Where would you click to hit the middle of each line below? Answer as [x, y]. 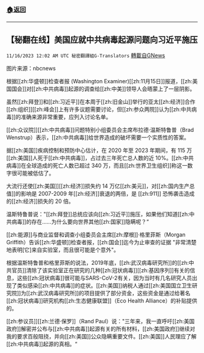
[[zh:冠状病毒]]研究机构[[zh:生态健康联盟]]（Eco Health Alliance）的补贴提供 [102, 301]
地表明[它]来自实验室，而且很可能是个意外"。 [63, 250]
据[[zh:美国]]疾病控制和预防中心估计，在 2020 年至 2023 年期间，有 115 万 [99, 151]
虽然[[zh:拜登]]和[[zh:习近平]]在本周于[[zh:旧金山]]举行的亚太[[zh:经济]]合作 [101, 102]
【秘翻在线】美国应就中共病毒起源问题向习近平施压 [102, 40]
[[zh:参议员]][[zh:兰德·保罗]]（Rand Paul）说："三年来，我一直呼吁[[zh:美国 [100, 321]
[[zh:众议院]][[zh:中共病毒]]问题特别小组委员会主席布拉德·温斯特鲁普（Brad [100, 130]
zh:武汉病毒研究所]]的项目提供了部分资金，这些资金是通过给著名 [110, 293]
